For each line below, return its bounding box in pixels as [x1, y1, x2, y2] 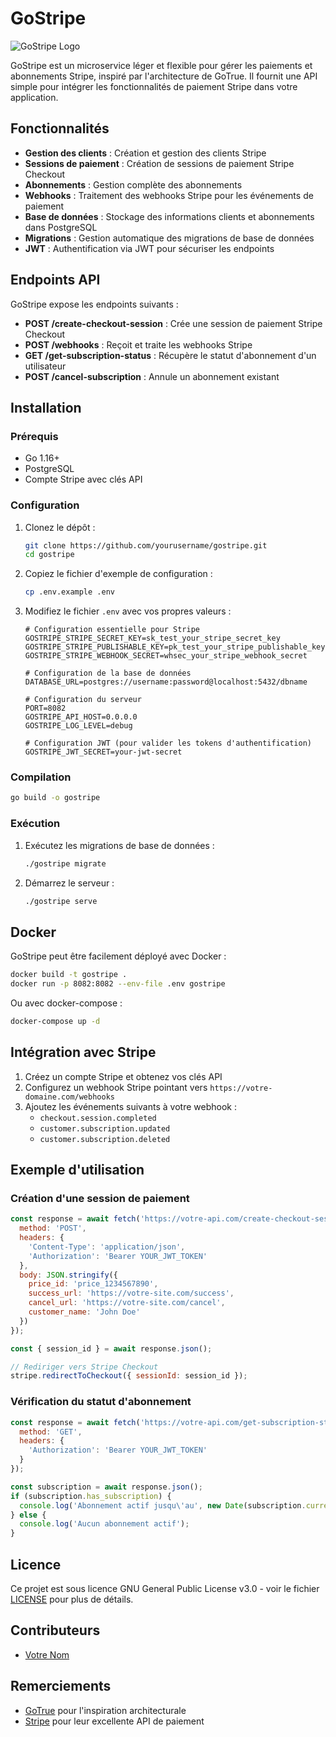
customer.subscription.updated [39, 1123, 171, 1134]
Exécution [10, 817, 61, 831]
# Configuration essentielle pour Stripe [24, 625, 200, 635]
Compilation [10, 770, 72, 784]
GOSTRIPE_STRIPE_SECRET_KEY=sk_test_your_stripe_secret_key [24, 633, 281, 644]
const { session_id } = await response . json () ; [10, 1343, 213, 1354]
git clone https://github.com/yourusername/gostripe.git [24, 540, 268, 551]
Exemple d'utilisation [10, 1162, 145, 1179]
